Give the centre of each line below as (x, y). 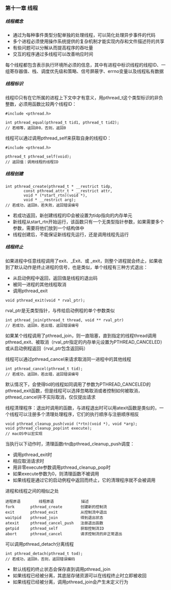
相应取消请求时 (28, 461)
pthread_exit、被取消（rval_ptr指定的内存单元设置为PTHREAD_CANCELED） (85, 342)
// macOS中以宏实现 (24, 434)
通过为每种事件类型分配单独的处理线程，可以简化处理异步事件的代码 (84, 35)
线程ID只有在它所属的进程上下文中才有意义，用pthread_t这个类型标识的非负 (84, 97)
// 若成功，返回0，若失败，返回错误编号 (42, 205)
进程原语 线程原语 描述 (47, 501)
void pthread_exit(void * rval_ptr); (45, 300)
